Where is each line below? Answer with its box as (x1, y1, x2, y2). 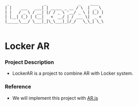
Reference (5, 83, 31, 91)
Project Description (5, 59, 54, 66)
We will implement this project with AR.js (12, 95, 98, 101)
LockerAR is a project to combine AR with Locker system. (12, 70, 134, 77)
